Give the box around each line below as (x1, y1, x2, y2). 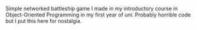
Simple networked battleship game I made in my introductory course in (5, 5, 178, 12)
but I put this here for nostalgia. (5, 18, 82, 24)
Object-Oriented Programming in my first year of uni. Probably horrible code (5, 11, 191, 18)
